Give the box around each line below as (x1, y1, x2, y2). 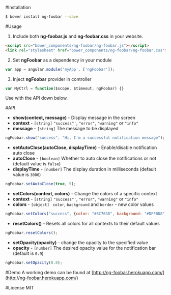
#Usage (5, 23, 22, 29)
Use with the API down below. (5, 95, 68, 101)
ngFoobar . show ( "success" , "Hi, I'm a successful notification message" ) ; (5, 135, 165, 140)
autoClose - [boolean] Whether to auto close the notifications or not (12, 155, 157, 162)
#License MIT (5, 284, 34, 290)
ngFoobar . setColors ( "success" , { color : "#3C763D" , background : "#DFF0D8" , (5, 211, 167, 217)
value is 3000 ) (12, 171, 41, 178)
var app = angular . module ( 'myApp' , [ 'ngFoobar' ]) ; (5, 67, 115, 72)
